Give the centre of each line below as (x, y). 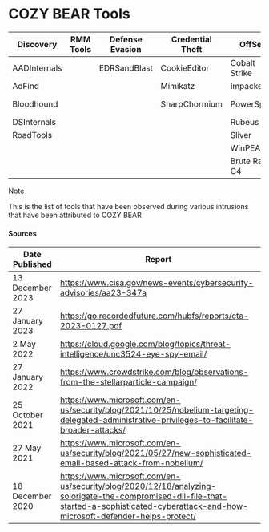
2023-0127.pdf (91, 326)
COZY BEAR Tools (69, 14)
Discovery (37, 44)
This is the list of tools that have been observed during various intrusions (128, 206)
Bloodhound (35, 103)
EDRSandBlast (126, 67)
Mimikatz (178, 86)
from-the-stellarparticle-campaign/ (128, 382)
